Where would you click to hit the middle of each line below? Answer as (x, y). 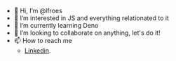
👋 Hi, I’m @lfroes (38, 11)
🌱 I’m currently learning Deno (56, 25)
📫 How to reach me (43, 41)
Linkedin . (38, 51)
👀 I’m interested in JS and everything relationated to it (92, 18)
